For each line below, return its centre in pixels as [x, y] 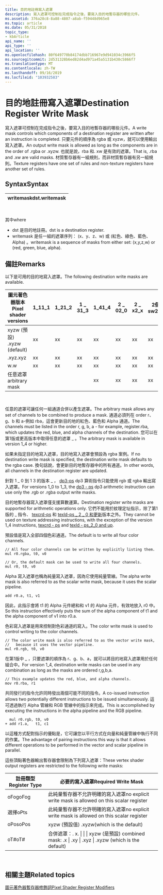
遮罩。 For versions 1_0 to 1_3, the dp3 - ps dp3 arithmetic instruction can [82, 487]
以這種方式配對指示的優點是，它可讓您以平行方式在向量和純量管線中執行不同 [81, 733]
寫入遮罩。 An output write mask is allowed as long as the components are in [81, 145]
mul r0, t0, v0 [20, 567]
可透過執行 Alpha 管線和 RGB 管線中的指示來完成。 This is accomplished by [80, 705]
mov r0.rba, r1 [20, 684]
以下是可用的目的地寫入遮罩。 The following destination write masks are [76, 277]
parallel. [13, 750]
